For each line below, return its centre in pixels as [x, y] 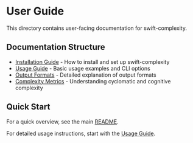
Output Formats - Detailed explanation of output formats [86, 75]
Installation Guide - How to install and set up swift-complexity [92, 61]
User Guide [35, 11]
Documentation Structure [56, 47]
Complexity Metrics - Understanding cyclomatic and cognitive [93, 81]
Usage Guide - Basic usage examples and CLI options [82, 68]
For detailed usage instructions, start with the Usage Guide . [81, 133]
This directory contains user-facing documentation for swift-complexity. [97, 28]
